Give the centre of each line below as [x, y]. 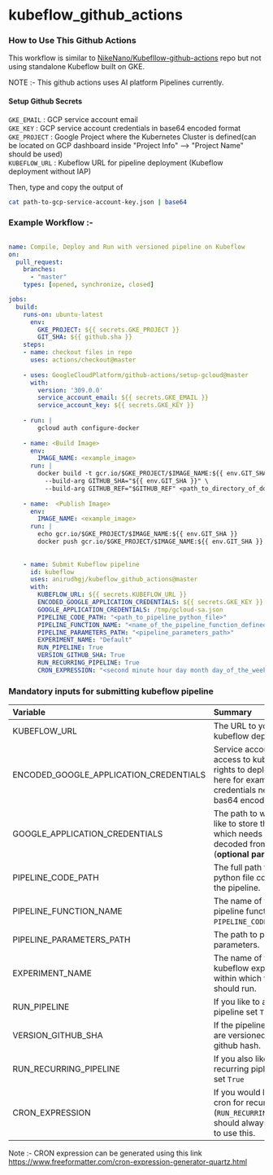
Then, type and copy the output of [66, 187]
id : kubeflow [52, 572]
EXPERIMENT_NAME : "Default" [85, 640]
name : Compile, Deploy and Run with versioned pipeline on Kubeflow [127, 247]
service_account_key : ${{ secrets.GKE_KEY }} [116, 406]
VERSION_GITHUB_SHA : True [82, 655]
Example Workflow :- [51, 223]
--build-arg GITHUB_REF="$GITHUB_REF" [110, 489]
